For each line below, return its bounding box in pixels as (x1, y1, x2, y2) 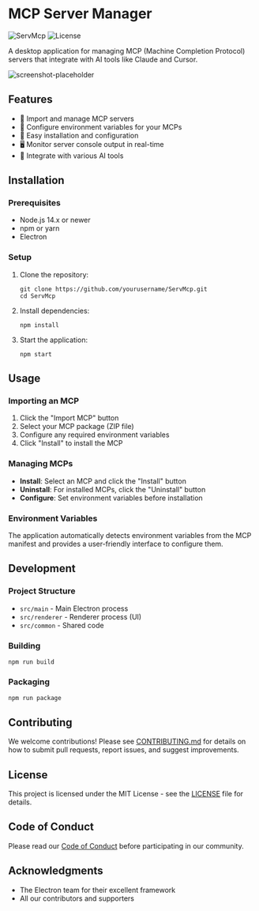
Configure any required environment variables (19, 430, 170, 439)
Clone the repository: (19, 269, 89, 279)
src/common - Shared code (19, 620, 104, 630)
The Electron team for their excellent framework (19, 885, 176, 894)
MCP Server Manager (8, 5, 152, 23)
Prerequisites (8, 198, 61, 209)
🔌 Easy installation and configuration (19, 130, 139, 140)
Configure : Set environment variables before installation (19, 493, 203, 503)
